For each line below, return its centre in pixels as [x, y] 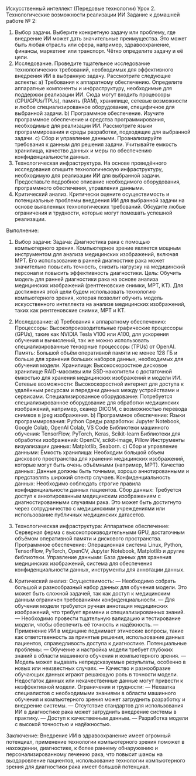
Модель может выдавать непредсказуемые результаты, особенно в [100, 662]
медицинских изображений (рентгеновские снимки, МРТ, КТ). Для [99, 285]
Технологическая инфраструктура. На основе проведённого [90, 163]
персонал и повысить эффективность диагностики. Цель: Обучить [98, 273]
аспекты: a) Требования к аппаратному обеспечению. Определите [98, 82]
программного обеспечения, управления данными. [79, 188]
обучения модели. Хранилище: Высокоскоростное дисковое [91, 365]
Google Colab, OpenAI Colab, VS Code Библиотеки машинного [92, 428]
